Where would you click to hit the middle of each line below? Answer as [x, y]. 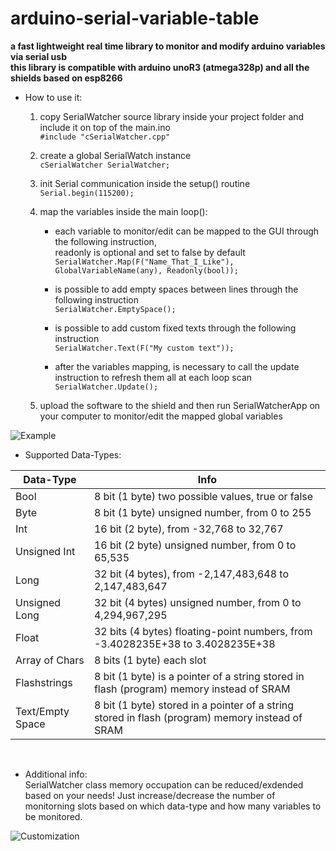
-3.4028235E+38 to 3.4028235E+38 [184, 644]
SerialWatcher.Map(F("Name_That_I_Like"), [144, 262]
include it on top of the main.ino [105, 127]
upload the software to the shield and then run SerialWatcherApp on [180, 405]
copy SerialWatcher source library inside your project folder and [172, 116]
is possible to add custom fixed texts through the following [175, 328]
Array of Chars [50, 660]
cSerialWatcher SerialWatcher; [105, 165]
